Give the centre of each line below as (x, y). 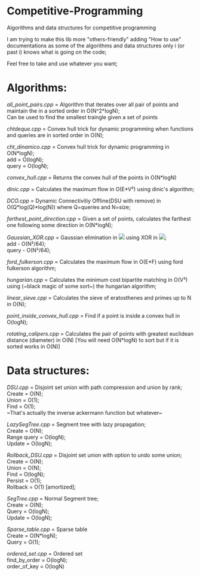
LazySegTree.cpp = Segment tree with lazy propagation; (76, 424)
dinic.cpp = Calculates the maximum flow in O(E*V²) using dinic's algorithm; (101, 189)
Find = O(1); (21, 406)
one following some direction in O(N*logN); (60, 225)
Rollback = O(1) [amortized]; (41, 487)
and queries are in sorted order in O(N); (55, 135)
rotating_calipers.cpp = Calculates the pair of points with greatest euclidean (100, 333)
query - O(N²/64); (29, 250)
